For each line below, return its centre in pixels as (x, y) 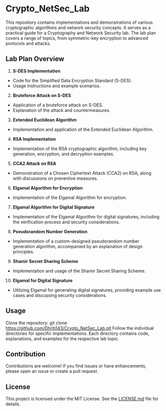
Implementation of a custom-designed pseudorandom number (76, 241)
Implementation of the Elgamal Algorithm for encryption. (70, 197)
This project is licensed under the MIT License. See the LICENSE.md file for (82, 399)
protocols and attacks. (28, 43)
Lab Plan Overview (35, 59)
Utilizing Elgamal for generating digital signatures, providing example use (87, 290)
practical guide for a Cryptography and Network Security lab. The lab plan (81, 33)
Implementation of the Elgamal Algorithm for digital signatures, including (86, 216)
